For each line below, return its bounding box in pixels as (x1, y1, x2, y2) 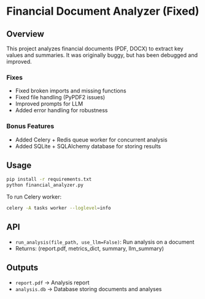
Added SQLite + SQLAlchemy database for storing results (15, 142, 161, 149)
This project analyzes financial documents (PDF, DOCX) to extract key (6, 45, 184, 52)
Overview (6, 29, 45, 39)
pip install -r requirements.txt (6, 176, 92, 183)
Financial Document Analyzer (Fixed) (6, 4, 199, 18)
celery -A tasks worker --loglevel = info (6, 205, 112, 211)
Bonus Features (6, 122, 55, 131)
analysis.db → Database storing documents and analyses (15, 285, 162, 292)
